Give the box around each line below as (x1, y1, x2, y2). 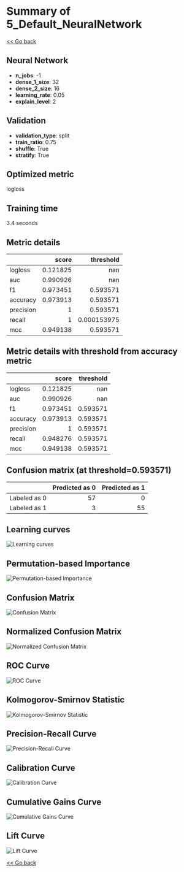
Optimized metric (6, 169, 75, 179)
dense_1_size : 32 (15, 78, 59, 85)
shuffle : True (15, 145, 49, 152)
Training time (6, 203, 58, 213)
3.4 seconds (6, 220, 38, 227)
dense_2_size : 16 (15, 85, 60, 92)
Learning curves (6, 524, 71, 535)
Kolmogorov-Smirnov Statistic (6, 695, 125, 705)
